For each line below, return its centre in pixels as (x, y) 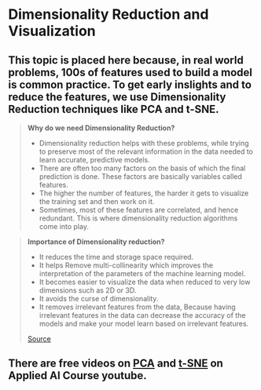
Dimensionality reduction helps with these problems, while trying (144, 143)
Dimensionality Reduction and (108, 15)
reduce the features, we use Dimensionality (117, 97)
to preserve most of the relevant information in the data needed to (146, 151)
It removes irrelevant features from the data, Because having (137, 307)
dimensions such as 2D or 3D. (88, 290)
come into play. (64, 226)
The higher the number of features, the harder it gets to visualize (144, 193)
